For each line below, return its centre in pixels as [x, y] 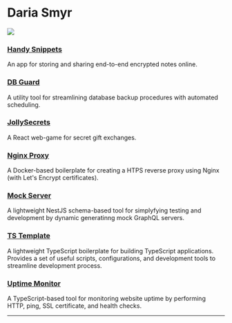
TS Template [29, 236]
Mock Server [29, 196]
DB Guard [23, 82]
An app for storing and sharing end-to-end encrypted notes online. [103, 64]
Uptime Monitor [34, 283]
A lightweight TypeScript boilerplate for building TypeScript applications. [110, 251]
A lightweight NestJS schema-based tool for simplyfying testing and [104, 211]
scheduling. [24, 104]
